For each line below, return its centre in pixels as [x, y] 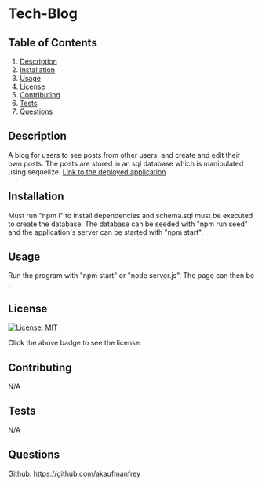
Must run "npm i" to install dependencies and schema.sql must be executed [131, 215]
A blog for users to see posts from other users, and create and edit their [124, 155]
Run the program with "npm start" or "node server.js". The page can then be [131, 276]
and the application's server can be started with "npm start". [106, 232]
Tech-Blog [43, 14]
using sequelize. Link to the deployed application [87, 172]
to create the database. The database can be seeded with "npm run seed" [128, 224]
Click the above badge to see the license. [75, 343]
